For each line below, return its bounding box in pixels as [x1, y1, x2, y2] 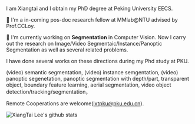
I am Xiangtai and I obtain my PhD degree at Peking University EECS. [6, 5, 173, 12]
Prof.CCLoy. [6, 23, 35, 29]
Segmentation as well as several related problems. [6, 46, 128, 53]
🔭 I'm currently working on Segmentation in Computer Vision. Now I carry [6, 34, 186, 40]
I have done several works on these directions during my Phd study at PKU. [6, 58, 189, 64]
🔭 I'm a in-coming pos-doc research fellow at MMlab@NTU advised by [6, 16, 178, 23]
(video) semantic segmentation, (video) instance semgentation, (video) [6, 69, 179, 75]
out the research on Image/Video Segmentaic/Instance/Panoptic [6, 40, 163, 47]
